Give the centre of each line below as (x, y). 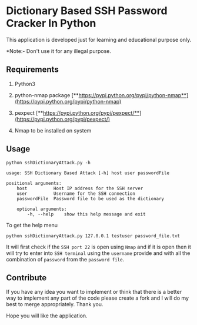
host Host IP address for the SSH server (80, 188)
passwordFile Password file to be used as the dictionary (91, 198)
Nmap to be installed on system (53, 130)
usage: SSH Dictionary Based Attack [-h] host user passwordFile (88, 173)
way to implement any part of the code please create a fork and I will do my (98, 298)
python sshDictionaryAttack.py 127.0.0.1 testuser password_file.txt (93, 236)
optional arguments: (42, 209)
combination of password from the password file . (65, 259)
